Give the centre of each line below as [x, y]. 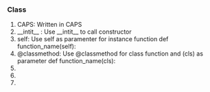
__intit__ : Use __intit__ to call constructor [74, 32]
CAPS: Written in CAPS [49, 25]
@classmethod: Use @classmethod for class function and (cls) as [110, 54]
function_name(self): [46, 47]
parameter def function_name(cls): [66, 61]
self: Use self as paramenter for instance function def [93, 39]
